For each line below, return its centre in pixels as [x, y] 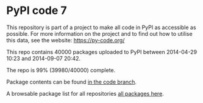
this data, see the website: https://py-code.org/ [66, 40]
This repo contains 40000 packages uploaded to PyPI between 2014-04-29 [101, 51]
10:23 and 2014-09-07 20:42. [44, 58]
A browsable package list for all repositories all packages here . [85, 93]
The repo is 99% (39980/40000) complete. [61, 70]
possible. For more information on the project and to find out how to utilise [100, 33]
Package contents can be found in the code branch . [72, 82]
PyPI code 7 [37, 11]
